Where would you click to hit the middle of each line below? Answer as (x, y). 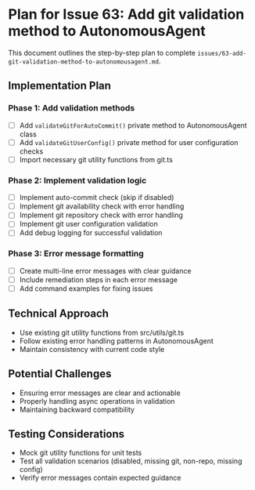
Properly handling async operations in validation (97, 401)
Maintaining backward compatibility (77, 409)
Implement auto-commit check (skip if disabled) (97, 198)
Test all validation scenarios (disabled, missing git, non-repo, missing (131, 461)
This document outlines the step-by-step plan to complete (102, 53)
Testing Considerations (66, 434)
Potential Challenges (60, 374)
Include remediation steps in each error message (99, 279)
